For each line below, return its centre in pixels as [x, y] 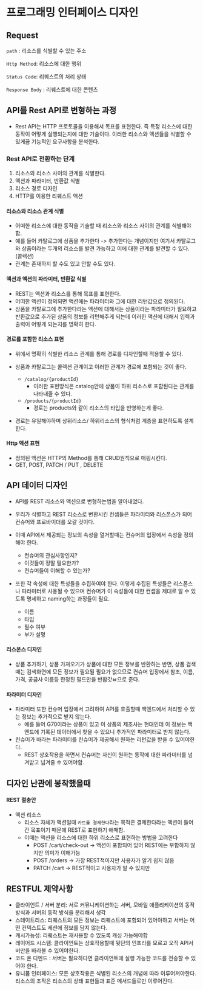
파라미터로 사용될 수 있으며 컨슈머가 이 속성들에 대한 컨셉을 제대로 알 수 [105, 591]
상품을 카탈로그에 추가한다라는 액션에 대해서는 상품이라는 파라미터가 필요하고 [106, 309]
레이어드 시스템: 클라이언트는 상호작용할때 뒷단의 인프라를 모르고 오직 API [102, 943]
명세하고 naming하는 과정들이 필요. [68, 598]
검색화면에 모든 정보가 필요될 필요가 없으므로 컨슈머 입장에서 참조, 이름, [111, 671]
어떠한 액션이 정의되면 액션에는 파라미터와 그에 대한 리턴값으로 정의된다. [100, 301]
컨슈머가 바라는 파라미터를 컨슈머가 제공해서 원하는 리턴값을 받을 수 [94, 739]
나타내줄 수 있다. [53, 394]
